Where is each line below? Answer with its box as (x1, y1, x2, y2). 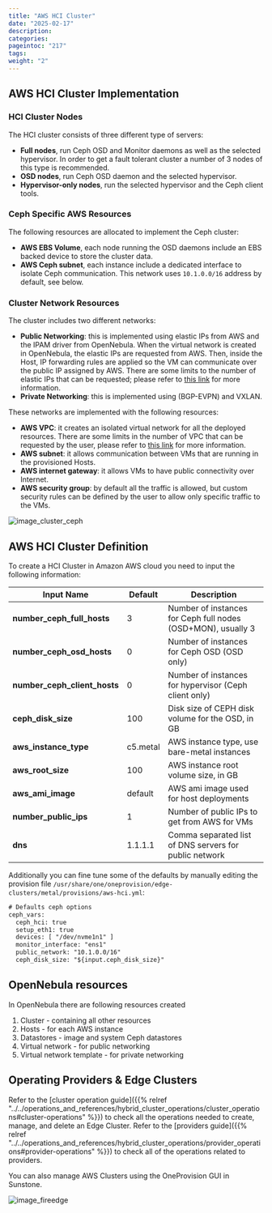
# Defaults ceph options (8, 903, 92, 911)
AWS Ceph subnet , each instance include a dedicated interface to (19, 260, 242, 270)
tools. (19, 188, 39, 198)
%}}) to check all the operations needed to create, (87, 1112, 255, 1121)
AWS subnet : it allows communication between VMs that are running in (19, 449, 259, 458)
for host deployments (168, 793, 249, 804)
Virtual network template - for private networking (19, 1049, 185, 1059)
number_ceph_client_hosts (12, 679, 119, 691)
